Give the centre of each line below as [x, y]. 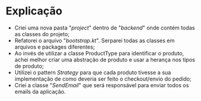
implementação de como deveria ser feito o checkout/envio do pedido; [103, 79]
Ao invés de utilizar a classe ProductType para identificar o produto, [99, 53]
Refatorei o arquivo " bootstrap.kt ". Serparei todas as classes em [94, 40]
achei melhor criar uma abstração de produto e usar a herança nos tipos [105, 60]
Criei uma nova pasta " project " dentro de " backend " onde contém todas [104, 28]
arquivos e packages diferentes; [54, 47]
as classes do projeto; [42, 34]
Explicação [34, 11]
